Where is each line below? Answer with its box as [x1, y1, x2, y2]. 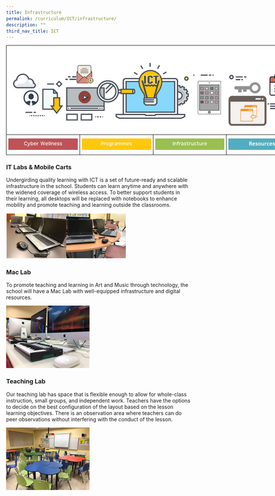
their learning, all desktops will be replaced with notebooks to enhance [6, 195, 177, 202]
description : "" [6, 22, 46, 28]
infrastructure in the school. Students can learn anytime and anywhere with [6, 183, 189, 190]
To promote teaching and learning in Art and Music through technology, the [6, 281, 189, 289]
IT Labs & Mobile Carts [6, 163, 72, 171]
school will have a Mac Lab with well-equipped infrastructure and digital [6, 288, 180, 295]
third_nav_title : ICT [6, 28, 59, 34]
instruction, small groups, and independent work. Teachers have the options [6, 397, 191, 404]
